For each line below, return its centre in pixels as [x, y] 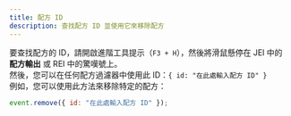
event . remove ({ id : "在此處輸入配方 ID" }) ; [89, 103]
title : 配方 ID [36, 17]
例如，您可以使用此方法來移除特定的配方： [88, 86]
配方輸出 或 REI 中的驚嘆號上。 [66, 63]
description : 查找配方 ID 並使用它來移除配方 [87, 26]
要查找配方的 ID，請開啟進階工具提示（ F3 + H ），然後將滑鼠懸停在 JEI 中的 [146, 52]
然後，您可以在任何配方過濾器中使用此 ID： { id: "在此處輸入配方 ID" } [138, 75]
